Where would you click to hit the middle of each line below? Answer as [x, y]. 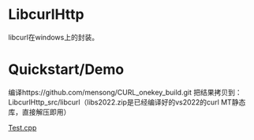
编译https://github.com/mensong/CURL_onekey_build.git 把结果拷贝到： [125, 92]
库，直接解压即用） [39, 112]
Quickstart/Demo [66, 70]
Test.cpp [22, 127]
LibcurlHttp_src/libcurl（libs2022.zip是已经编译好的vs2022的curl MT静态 [127, 102]
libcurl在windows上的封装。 [54, 37]
